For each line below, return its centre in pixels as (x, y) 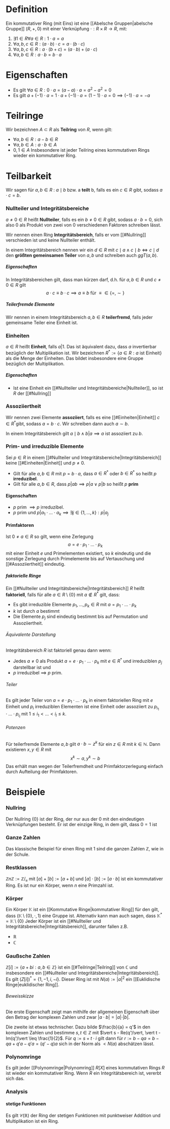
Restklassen (21, 867)
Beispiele (25, 792)
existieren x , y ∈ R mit (29, 750)
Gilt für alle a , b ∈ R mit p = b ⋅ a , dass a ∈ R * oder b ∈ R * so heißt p (85, 473)
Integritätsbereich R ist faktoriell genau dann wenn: (59, 650)
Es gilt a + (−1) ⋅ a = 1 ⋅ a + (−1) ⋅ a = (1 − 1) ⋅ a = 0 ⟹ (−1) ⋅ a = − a (81, 95)
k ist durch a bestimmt (36, 611)
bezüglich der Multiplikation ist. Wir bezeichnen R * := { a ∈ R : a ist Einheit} (84, 352)
